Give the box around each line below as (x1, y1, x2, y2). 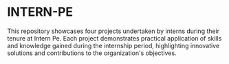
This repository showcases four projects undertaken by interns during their (7, 27, 220, 35)
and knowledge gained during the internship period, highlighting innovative (7, 41, 220, 50)
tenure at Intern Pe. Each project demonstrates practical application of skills (7, 34, 222, 42)
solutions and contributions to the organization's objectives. (7, 49, 177, 57)
